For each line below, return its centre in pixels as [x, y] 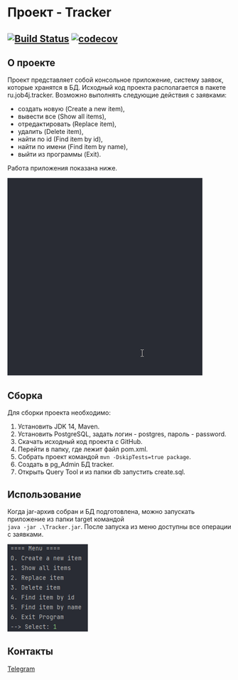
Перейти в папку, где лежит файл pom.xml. [83, 449]
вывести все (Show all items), [62, 117]
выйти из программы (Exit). [59, 155]
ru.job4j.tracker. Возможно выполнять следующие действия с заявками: [117, 95]
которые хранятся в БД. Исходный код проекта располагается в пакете [117, 88]
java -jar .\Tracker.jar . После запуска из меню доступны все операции [119, 527]
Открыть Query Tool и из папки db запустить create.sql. [102, 472]
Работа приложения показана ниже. [63, 168]
